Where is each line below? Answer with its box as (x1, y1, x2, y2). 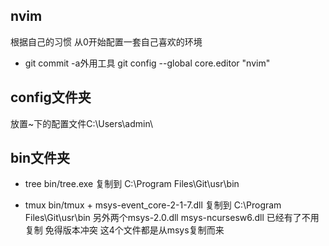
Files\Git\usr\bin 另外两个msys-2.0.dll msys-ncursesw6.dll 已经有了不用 (24, 212, 320, 224)
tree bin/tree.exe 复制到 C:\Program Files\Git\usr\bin (24, 178, 240, 190)
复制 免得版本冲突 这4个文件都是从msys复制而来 (24, 224, 225, 236)
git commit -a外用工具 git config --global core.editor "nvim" (24, 57, 271, 69)
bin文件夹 (10, 150, 71, 167)
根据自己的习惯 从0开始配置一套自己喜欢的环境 (10, 35, 203, 48)
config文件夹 (10, 89, 92, 106)
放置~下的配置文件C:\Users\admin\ (10, 117, 154, 129)
